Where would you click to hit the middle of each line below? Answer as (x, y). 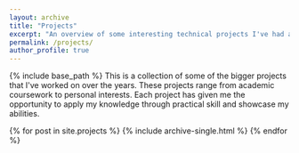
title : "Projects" (43, 26)
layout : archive (39, 17)
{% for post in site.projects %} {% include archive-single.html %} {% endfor (148, 131)
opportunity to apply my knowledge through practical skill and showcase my (149, 104)
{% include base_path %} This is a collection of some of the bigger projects (148, 76)
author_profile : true (49, 51)
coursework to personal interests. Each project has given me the (127, 95)
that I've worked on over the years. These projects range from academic (142, 85)
